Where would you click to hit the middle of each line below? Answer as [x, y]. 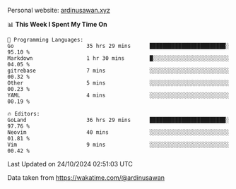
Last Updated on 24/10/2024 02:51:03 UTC [70, 164]
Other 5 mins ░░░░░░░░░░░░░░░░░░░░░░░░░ [118, 83]
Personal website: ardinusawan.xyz [59, 10]
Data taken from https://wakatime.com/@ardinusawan [86, 178]
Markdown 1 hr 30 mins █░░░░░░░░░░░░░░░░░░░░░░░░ [118, 59]
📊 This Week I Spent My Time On [57, 24]
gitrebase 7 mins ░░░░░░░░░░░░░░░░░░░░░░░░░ [118, 71]
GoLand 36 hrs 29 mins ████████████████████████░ [118, 120]
